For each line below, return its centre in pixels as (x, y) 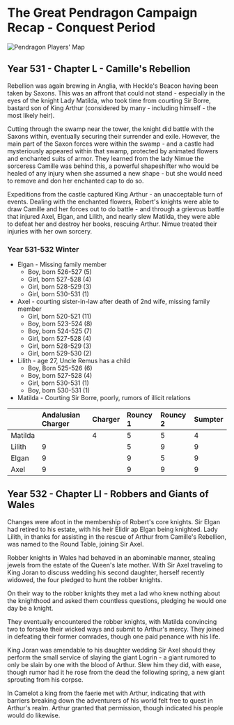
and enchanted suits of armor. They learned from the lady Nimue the (106, 158)
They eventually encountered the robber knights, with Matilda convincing (112, 621)
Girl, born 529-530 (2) (60, 353)
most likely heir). (31, 115)
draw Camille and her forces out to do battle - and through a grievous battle (116, 209)
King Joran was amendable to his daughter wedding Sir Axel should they (111, 650)
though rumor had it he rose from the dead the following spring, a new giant (116, 672)
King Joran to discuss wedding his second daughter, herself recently (106, 572)
